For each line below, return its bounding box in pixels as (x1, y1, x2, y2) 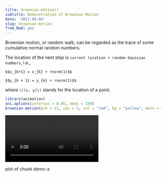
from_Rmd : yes (5, 26, 35, 31)
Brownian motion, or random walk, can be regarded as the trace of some (5, 39, 154, 45)
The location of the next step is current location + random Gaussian (5, 54, 146, 60)
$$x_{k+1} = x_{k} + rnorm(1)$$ (5, 69, 72, 75)
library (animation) (5, 97, 46, 102)
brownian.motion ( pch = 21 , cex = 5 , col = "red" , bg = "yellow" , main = (5, 106, 159, 111)
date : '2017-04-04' (5, 16, 46, 21)
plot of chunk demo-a (5, 166, 50, 172)
